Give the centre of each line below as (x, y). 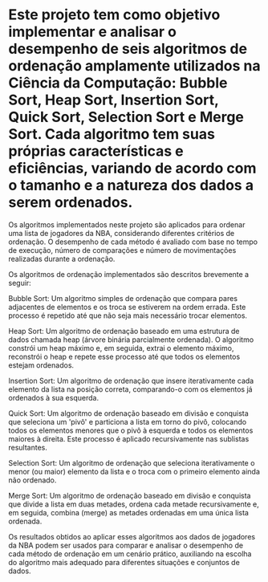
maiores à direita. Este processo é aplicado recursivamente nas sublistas (129, 438)
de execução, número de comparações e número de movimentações (122, 250)
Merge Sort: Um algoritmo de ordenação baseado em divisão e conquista (130, 495)
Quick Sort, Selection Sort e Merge (126, 117)
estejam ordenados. (41, 365)
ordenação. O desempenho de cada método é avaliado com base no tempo (133, 242)
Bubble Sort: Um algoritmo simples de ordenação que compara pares (123, 298)
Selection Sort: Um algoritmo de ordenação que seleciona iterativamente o (132, 462)
